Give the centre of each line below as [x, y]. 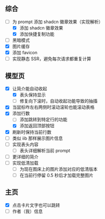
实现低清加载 [25, 163]
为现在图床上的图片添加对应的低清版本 [58, 169]
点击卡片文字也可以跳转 [36, 205]
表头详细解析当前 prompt [45, 150]
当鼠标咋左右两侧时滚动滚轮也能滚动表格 [53, 107]
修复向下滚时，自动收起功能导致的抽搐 [58, 101]
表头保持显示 [33, 95]
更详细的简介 [25, 156]
